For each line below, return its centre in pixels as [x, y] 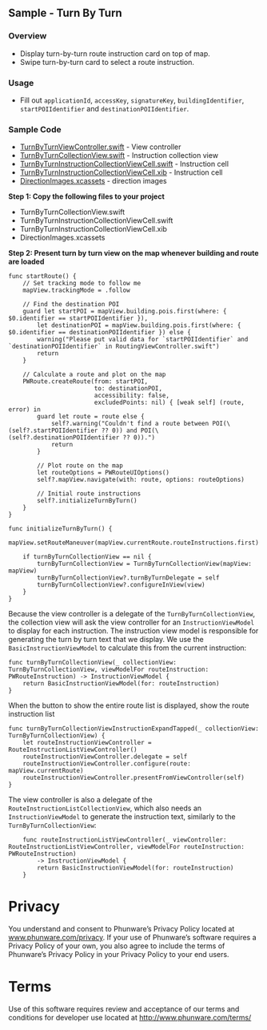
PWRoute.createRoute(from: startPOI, [86, 382]
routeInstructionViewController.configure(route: [107, 764]
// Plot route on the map [80, 466]
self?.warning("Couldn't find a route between [130, 424]
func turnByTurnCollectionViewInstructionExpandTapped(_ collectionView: [134, 729]
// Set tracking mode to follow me [82, 284]
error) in [25, 410]
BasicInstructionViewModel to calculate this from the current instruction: [128, 648]
